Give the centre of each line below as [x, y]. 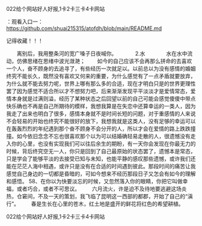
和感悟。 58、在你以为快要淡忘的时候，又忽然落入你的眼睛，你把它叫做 [94, 181]
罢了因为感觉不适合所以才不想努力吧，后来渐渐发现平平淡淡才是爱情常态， [98, 91]
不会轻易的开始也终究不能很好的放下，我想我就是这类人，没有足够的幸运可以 [101, 121]
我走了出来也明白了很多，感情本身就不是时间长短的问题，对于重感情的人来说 [101, 114]
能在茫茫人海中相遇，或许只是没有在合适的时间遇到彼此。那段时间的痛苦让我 [101, 166]
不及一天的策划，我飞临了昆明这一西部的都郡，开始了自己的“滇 [115, 196]
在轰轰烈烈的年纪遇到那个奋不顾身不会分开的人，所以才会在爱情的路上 [93, 129]
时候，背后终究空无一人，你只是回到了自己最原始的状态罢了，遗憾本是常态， [101, 151]
